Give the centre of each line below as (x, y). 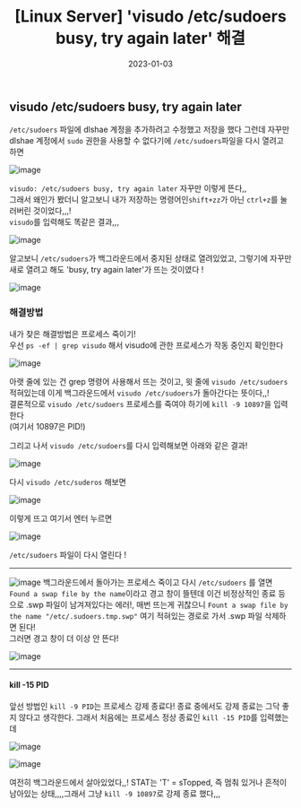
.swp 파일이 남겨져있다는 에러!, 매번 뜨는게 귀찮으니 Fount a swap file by (157, 604)
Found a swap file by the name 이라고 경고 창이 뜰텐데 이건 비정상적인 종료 (142, 593)
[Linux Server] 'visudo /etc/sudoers (150, 17)
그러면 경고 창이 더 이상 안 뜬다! (64, 638)
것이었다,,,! (52, 211)
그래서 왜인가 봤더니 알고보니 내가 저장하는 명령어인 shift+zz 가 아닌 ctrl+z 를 (144, 200)
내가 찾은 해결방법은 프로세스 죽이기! (73, 334)
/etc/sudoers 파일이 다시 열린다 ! (68, 554)
